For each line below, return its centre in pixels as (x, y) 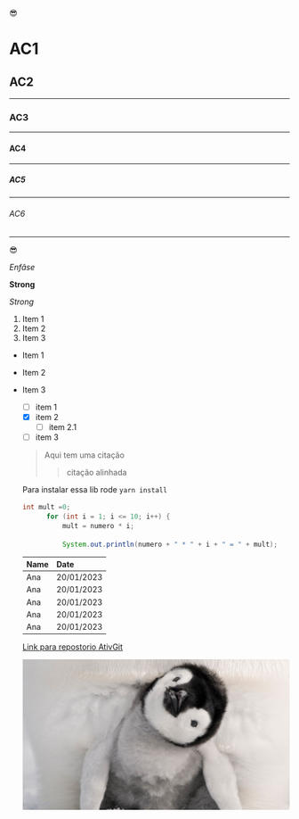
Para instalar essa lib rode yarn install (94, 489)
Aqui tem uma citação (84, 455)
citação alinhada (97, 472)
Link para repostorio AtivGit (72, 647)
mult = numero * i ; (98, 525)
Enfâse (22, 267)
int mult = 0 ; (46, 507)
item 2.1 (63, 426)
